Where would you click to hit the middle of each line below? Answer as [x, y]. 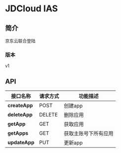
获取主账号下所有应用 [89, 134]
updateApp [21, 143]
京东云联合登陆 [20, 41]
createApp [20, 106]
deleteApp [20, 115]
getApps [18, 133]
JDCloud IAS [32, 9]
